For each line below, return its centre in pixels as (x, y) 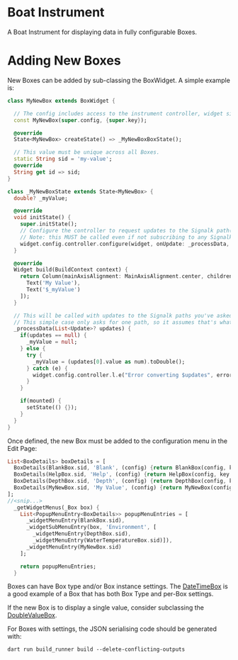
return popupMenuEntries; (58, 566)
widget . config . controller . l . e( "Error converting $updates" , (123, 375)
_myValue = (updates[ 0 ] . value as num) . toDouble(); (109, 362)
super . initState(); (49, 224)
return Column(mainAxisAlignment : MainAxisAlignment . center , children (126, 276)
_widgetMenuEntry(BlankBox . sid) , (75, 521)
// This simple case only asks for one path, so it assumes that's (115, 322)
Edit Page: (22, 448)
